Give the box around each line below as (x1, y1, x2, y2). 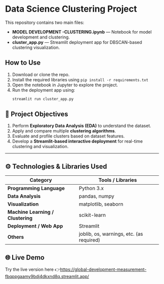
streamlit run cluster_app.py (12, 96, 74, 101)
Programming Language (7, 185, 65, 192)
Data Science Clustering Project (5, 3, 138, 15)
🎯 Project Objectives (5, 110, 68, 118)
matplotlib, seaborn (79, 201, 123, 208)
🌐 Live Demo (5, 253, 45, 262)
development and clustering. (12, 34, 70, 40)
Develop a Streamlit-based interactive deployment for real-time (12, 138, 143, 144)
